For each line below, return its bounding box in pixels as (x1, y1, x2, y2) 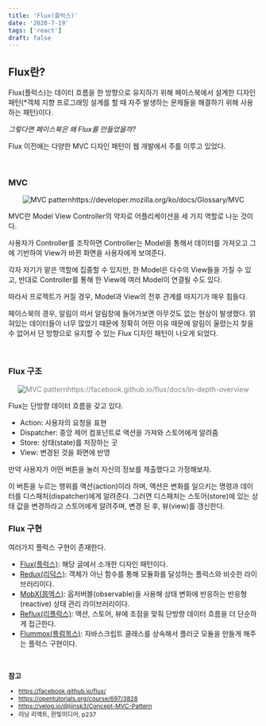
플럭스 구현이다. (28, 639, 78, 648)
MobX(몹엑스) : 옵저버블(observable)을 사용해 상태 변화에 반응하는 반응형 (19, 589, 248, 598)
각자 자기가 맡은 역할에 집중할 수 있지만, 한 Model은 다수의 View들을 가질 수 (8, 265, 244, 275)
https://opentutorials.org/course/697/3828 (18, 694, 138, 703)
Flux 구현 (8, 523, 42, 534)
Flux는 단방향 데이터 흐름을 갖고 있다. (8, 400, 124, 410)
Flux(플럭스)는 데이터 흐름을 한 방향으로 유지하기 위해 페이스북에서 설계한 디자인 (8, 88, 256, 98)
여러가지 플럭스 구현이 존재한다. (8, 542, 106, 552)
